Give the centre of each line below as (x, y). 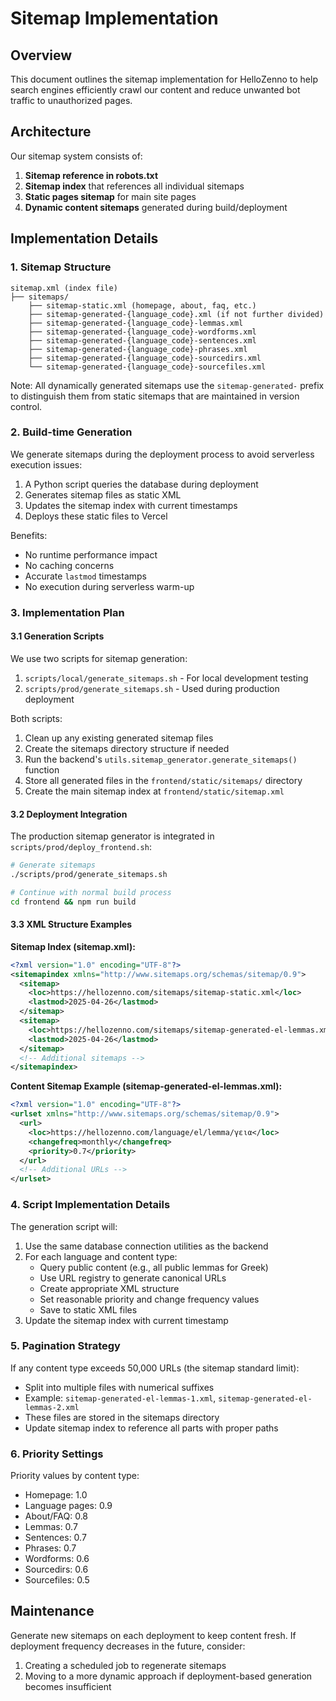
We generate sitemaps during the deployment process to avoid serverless (162, 454)
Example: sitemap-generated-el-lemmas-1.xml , (120, 1398)
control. (26, 406)
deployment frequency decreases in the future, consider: (128, 1646)
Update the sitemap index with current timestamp (126, 1320)
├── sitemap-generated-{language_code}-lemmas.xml (136, 323)
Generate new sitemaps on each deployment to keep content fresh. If (153, 1635)
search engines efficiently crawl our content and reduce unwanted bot (155, 90)
